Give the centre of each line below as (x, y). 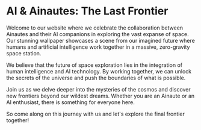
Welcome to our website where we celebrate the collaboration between (95, 28)
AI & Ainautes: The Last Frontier (87, 11)
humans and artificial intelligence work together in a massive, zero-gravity (98, 47)
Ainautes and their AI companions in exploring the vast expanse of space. (98, 34)
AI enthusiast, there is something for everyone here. (71, 102)
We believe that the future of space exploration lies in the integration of (94, 65)
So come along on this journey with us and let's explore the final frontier (96, 114)
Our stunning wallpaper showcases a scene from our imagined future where (101, 40)
